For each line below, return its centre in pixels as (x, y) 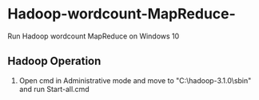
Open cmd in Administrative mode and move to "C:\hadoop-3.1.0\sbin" (135, 80)
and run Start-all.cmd (54, 89)
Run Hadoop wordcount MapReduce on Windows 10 (94, 36)
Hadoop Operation (54, 61)
